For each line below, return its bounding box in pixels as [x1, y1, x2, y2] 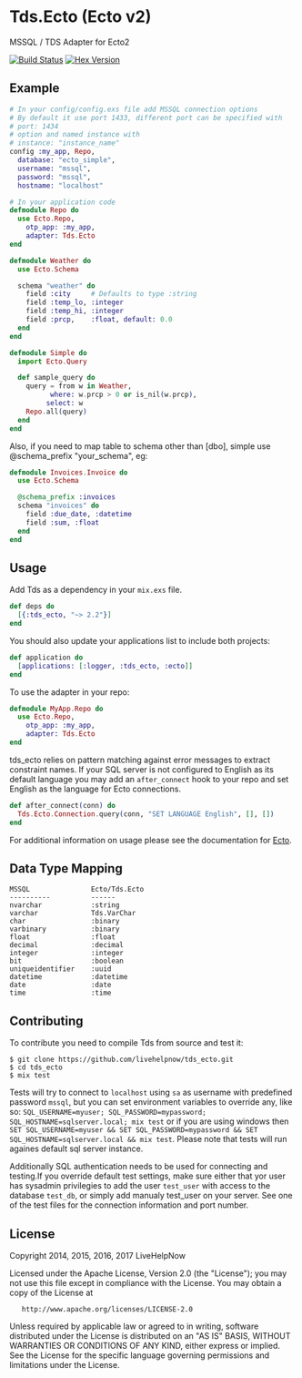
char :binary [9, 917, 120, 926]
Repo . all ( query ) [25, 407, 88, 416]
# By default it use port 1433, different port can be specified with [9, 113, 283, 122]
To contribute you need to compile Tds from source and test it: [9, 1037, 244, 1048]
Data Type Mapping [9, 861, 123, 876]
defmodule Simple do [9, 348, 88, 357]
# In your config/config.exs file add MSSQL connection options [9, 105, 258, 114]
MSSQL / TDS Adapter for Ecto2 [9, 36, 130, 47]
